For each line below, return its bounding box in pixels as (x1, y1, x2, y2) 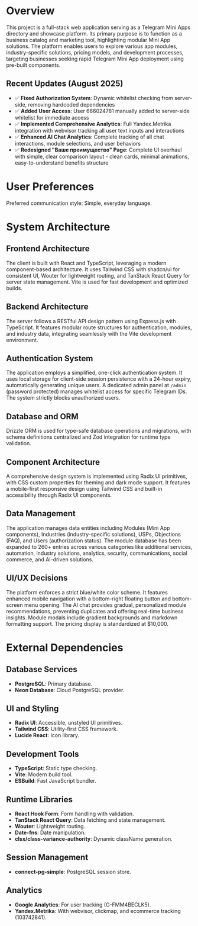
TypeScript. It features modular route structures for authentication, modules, (6, 324, 192, 331)
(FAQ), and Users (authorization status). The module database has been (6, 537, 181, 544)
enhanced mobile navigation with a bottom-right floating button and (6, 595, 171, 602)
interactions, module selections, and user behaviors (14, 140, 141, 147)
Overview (6, 4, 55, 18)
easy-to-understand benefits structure (14, 159, 109, 166)
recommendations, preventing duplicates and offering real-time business (6, 607, 184, 615)
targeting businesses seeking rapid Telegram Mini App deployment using (6, 55, 184, 62)
